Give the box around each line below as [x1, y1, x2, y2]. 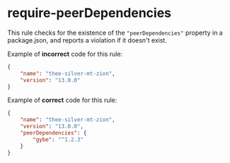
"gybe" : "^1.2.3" [33, 136, 84, 143]
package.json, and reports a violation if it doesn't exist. [7, 35, 168, 44]
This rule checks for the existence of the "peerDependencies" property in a [7, 28, 223, 37]
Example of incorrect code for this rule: [7, 50, 123, 58]
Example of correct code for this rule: [7, 96, 117, 104]
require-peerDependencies [7, 5, 172, 21]
